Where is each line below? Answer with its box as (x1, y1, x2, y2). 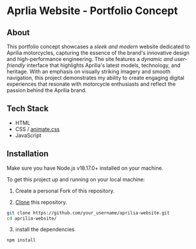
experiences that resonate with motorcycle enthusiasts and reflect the (6, 80, 176, 88)
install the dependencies (15, 226, 75, 233)
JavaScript (15, 132, 42, 139)
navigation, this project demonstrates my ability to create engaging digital (6, 75, 184, 81)
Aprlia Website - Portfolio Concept (6, 4, 178, 18)
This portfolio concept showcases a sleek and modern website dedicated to (6, 43, 190, 50)
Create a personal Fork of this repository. (15, 187, 115, 194)
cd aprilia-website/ (6, 216, 58, 221)
